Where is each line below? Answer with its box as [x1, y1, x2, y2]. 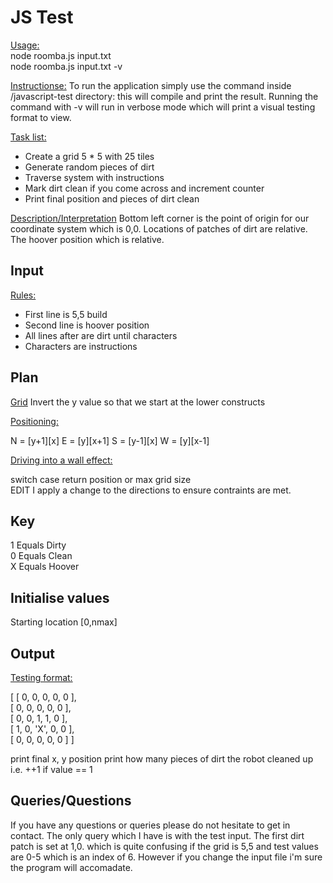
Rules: [10, 289, 37, 301]
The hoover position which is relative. [10, 233, 165, 245]
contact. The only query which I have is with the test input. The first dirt [10, 829, 305, 841]
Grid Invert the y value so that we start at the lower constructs [10, 396, 266, 408]
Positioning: [10, 415, 59, 427]
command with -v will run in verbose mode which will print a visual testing [10, 101, 316, 113]
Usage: [10, 39, 40, 51]
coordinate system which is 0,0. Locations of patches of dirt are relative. [10, 222, 308, 235]
